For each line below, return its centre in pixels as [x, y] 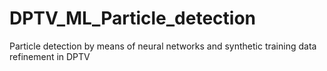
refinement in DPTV [50, 56]
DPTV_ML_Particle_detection [133, 18]
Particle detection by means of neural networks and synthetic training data [163, 46]
